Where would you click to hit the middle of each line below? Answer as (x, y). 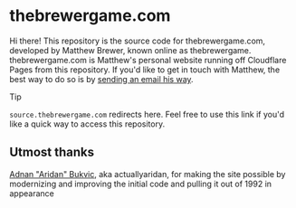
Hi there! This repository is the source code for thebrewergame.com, (137, 41)
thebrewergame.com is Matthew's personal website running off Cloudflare (148, 60)
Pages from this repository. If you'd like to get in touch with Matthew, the (145, 70)
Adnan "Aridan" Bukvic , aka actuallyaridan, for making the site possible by (148, 174)
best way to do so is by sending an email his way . (101, 79)
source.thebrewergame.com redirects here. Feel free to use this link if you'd (147, 114)
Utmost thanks (52, 152)
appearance (32, 193)
